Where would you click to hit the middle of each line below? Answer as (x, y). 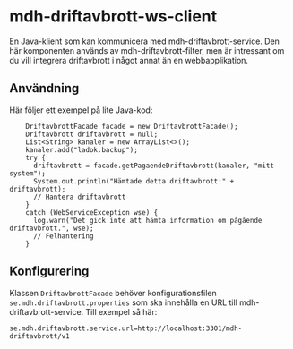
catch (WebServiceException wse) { (92, 212)
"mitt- (266, 166)
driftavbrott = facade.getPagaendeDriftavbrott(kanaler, (142, 166)
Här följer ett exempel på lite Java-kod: (81, 110)
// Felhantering (63, 236)
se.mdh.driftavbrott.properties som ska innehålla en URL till (123, 302)
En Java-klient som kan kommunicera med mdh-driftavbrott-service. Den (145, 41)
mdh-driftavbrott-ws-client (113, 17)
